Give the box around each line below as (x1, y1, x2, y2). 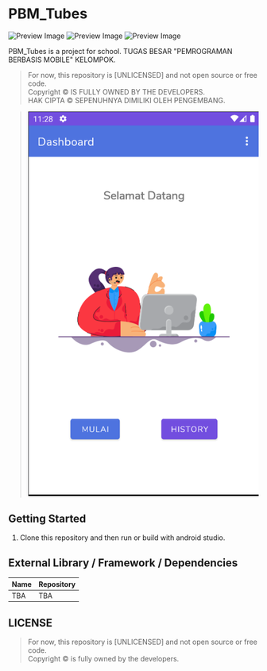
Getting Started (8, 511, 87, 525)
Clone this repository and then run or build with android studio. (19, 533, 226, 542)
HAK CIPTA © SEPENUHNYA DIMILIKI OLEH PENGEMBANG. (27, 95, 226, 105)
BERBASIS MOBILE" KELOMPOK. (8, 55, 116, 64)
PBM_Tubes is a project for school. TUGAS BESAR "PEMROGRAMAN (8, 46, 233, 56)
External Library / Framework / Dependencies (8, 556, 238, 569)
